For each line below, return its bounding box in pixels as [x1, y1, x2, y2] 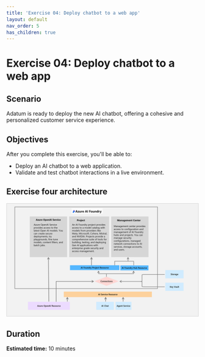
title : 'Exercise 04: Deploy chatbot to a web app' [6, 10, 140, 16]
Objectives [6, 134, 49, 145]
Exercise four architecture [6, 187, 108, 197]
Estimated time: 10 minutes [6, 345, 76, 352]
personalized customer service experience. [6, 116, 116, 124]
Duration [6, 328, 41, 339]
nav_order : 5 [6, 23, 40, 29]
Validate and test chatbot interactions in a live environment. [15, 169, 165, 176]
